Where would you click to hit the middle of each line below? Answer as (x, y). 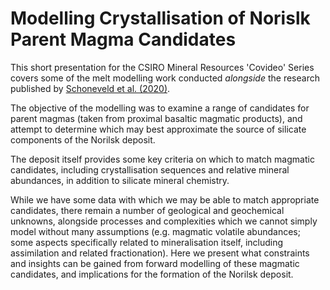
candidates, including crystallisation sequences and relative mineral (150, 169)
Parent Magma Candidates (123, 39)
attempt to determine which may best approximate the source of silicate (158, 129)
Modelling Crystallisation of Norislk (160, 18)
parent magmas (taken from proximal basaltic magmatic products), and (156, 118)
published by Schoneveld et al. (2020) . (90, 88)
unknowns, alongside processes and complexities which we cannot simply (164, 221)
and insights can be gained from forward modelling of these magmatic (155, 263)
